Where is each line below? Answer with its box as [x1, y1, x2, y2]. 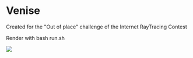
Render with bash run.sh [6, 34, 65, 41]
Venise [6, 4, 41, 17]
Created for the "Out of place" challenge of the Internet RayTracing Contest [6, 23, 188, 30]
